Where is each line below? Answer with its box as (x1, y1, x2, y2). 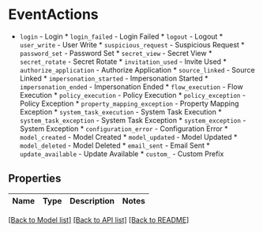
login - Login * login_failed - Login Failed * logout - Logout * (19, 32, 224, 41)
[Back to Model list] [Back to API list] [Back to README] (8, 215, 190, 224)
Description (70, 195, 115, 206)
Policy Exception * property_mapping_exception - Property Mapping (19, 99, 239, 108)
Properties (8, 172, 62, 185)
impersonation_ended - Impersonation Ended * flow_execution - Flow (19, 81, 243, 92)
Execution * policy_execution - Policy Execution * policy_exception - (19, 90, 246, 99)
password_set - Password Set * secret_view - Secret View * (19, 48, 212, 58)
